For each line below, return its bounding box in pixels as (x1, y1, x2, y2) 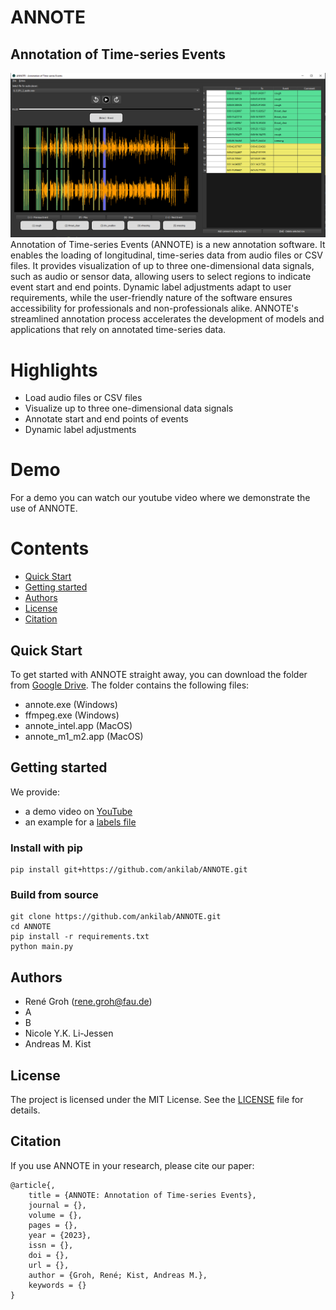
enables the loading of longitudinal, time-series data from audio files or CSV (10, 249, 323, 261)
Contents (10, 537, 90, 560)
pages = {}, (28, 1220, 78, 1230)
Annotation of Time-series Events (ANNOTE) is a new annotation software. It (10, 239, 326, 251)
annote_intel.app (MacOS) (24, 719, 133, 731)
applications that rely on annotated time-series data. (10, 324, 227, 336)
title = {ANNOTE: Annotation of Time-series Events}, (28, 1190, 257, 1200)
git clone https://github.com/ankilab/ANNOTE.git (10, 912, 222, 922)
